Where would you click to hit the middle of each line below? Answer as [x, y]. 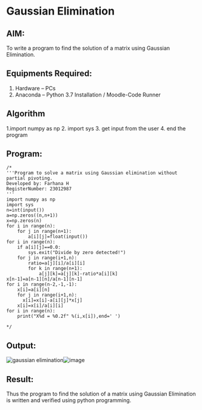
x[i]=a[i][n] [34, 290]
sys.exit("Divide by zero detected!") [77, 253]
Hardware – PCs [35, 88]
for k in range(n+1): [56, 269]
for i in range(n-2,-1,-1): [42, 284]
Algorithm [26, 114]
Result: [20, 379]
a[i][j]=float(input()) [58, 237]
